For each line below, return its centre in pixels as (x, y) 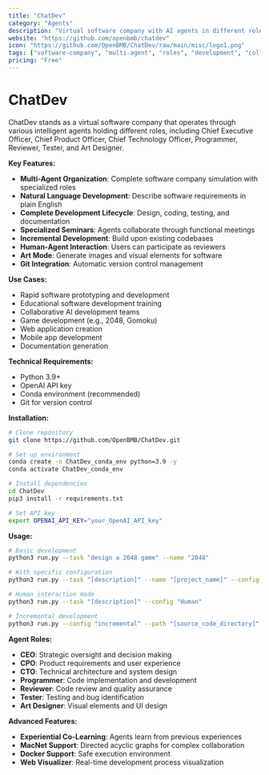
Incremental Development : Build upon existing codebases (116, 238)
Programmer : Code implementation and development (108, 680)
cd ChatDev (26, 492)
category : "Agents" (41, 23)
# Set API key (32, 513)
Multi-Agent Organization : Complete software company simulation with (139, 179)
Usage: (21, 536)
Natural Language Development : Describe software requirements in (133, 195)
